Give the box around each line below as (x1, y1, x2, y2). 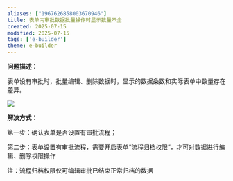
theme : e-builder (7, 42, 58, 49)
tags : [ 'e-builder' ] (7, 36, 67, 43)
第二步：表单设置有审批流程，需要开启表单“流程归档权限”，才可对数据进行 (7, 143, 220, 151)
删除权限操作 (19, 152, 56, 160)
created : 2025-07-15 (7, 23, 67, 30)
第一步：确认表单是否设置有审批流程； (7, 128, 116, 136)
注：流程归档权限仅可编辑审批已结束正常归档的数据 (7, 166, 153, 174)
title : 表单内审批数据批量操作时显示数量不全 (7, 17, 123, 24)
